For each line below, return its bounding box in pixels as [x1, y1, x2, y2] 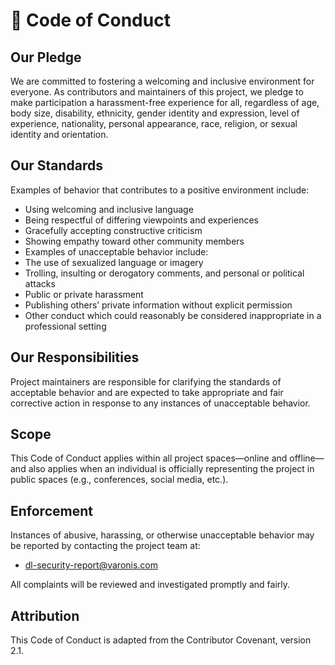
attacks [24, 277, 56, 289]
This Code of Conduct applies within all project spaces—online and [10, 452, 288, 464]
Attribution [10, 607, 80, 624]
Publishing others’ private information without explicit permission [24, 299, 293, 311]
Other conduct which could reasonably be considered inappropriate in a [24, 309, 322, 321]
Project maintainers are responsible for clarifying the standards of [10, 375, 282, 388]
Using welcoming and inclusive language [24, 203, 194, 215]
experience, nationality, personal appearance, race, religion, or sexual [10, 118, 298, 129]
